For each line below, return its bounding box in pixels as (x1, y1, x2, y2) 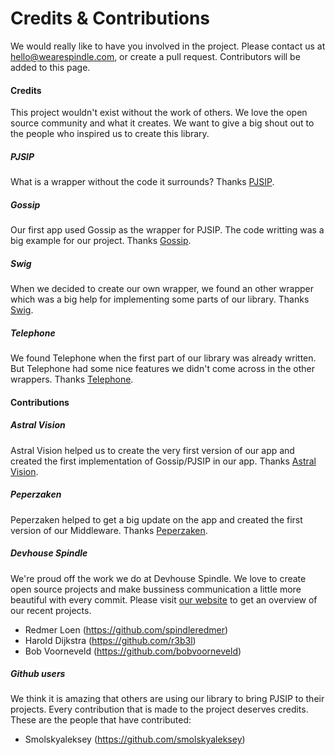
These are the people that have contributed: (10, 714, 192, 726)
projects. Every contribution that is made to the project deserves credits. (10, 703, 309, 716)
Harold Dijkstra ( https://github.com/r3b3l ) (24, 634, 197, 646)
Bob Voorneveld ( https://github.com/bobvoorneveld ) (24, 645, 242, 657)
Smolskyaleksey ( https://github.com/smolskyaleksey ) (24, 733, 246, 746)
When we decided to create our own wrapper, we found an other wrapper (10, 283, 314, 295)
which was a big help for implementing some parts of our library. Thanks (10, 293, 310, 306)
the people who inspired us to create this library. (10, 128, 210, 140)
